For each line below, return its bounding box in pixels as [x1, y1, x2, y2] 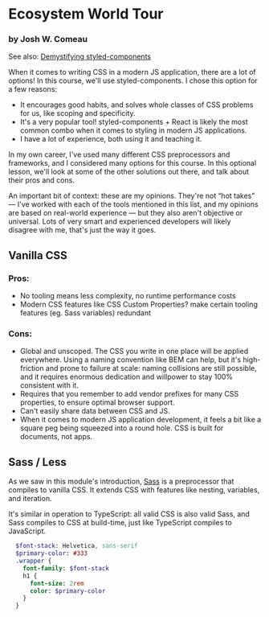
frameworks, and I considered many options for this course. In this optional [8, 158, 257, 168]
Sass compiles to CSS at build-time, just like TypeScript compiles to [8, 518, 233, 528]
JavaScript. [8, 526, 47, 536]
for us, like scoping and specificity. [19, 109, 136, 118]
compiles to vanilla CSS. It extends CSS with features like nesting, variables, [8, 485, 260, 495]
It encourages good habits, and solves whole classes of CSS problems [19, 100, 254, 109]
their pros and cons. [8, 175, 75, 185]
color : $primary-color [29, 586, 106, 595]
